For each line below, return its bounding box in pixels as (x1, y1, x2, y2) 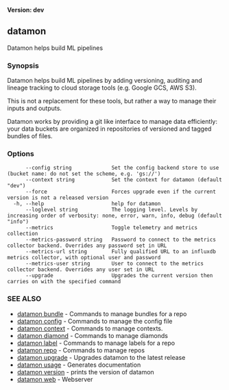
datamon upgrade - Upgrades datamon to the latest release (16, 353, 186, 361)
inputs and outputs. (7, 104, 62, 112)
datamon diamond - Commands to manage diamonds (16, 331, 168, 339)
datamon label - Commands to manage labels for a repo (16, 339, 176, 347)
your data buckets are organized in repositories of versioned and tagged (7, 125, 212, 133)
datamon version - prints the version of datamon (16, 367, 154, 376)
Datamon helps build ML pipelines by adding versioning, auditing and (7, 77, 202, 85)
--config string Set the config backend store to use (25, 164, 219, 172)
